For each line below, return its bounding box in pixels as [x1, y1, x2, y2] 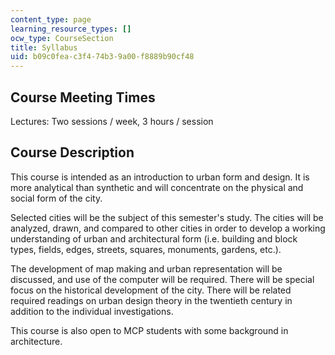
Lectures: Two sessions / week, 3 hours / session [10, 115, 214, 127]
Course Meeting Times [10, 89, 156, 106]
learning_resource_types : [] [10, 24, 132, 34]
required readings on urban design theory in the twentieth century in [10, 294, 293, 306]
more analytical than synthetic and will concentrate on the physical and [10, 181, 304, 193]
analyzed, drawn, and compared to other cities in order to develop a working [10, 222, 326, 234]
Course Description [10, 144, 135, 161]
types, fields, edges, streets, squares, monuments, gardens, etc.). [10, 243, 282, 255]
